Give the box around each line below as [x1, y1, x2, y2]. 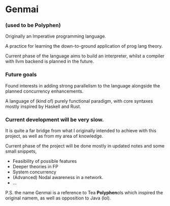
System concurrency [12, 169, 57, 175]
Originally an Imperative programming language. [5, 33, 107, 39]
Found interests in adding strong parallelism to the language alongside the [5, 82, 160, 89]
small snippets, [5, 149, 37, 155]
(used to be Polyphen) [5, 22, 61, 29]
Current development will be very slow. [5, 116, 104, 123]
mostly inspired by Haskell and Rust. [5, 103, 81, 109]
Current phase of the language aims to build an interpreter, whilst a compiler [5, 53, 165, 59]
